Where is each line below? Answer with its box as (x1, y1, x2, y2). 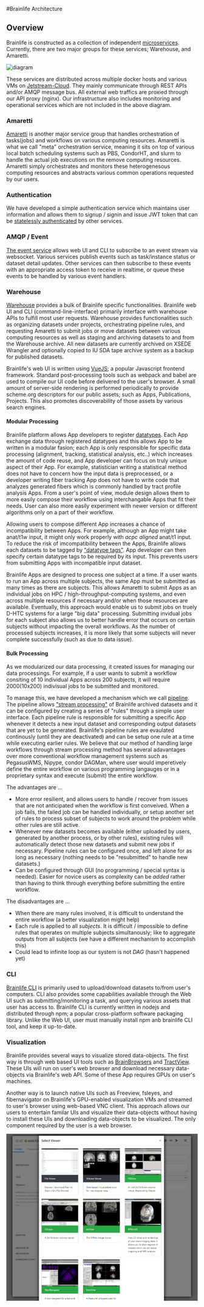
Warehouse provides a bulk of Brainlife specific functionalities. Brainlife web (6, 301, 197, 308)
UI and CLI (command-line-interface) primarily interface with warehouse (6, 308, 187, 315)
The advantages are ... (6, 784, 63, 791)
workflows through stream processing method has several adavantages (6, 746, 186, 753)
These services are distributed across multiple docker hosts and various (6, 75, 187, 83)
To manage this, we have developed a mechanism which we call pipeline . (6, 694, 189, 702)
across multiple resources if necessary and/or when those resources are (6, 597, 188, 604)
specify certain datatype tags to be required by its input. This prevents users (6, 553, 198, 560)
